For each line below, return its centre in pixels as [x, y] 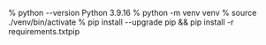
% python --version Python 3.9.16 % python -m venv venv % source [133, 13]
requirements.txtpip [44, 31]
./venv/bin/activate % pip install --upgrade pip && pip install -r [121, 22]
